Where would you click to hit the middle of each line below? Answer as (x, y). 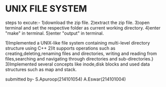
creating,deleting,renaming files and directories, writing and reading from (81, 53)
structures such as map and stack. (41, 69)
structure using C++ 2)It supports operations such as (60, 48)
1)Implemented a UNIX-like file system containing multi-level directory (77, 42)
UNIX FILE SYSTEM (46, 9)
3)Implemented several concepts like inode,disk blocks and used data (77, 64)
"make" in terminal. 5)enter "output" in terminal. (55, 33)
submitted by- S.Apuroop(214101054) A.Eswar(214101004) (66, 79)
